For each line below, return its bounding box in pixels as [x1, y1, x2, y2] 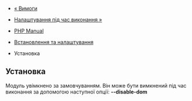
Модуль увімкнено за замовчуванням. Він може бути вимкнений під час [5, 82, 187, 89]
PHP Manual [13, 27, 44, 34]
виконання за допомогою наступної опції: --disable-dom [5, 88, 148, 95]
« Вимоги [13, 5, 38, 12]
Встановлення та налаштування [13, 39, 94, 45]
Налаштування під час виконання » [13, 16, 103, 23]
